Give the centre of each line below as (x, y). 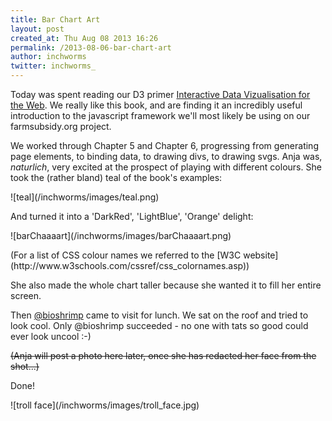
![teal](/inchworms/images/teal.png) (85, 197)
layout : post (37, 29)
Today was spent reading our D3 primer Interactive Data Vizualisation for (160, 94)
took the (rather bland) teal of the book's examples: (116, 177)
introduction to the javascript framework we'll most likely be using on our (160, 115)
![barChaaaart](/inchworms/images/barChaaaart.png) (121, 235)
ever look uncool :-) (51, 336)
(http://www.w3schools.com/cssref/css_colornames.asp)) (130, 265)
